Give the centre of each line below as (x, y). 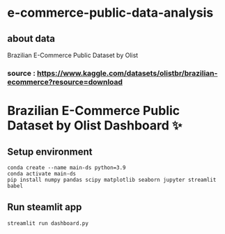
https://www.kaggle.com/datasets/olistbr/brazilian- (127, 73)
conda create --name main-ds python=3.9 (67, 167)
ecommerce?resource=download (65, 81)
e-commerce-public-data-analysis (110, 13)
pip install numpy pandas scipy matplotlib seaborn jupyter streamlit (112, 180)
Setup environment (50, 151)
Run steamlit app (45, 207)
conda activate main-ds (42, 173)
